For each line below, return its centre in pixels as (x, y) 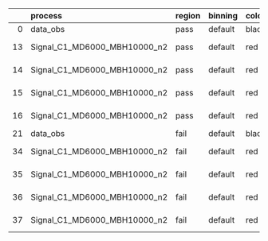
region (188, 16)
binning (223, 16)
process (46, 16)
